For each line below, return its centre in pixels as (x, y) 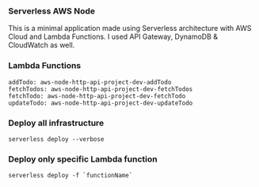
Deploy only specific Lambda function (83, 158)
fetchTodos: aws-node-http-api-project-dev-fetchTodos (101, 89)
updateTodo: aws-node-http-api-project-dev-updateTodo (101, 103)
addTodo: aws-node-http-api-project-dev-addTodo (90, 82)
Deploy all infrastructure (56, 123)
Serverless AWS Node (51, 11)
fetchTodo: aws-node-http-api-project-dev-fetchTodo (97, 96)
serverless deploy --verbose (56, 139)
